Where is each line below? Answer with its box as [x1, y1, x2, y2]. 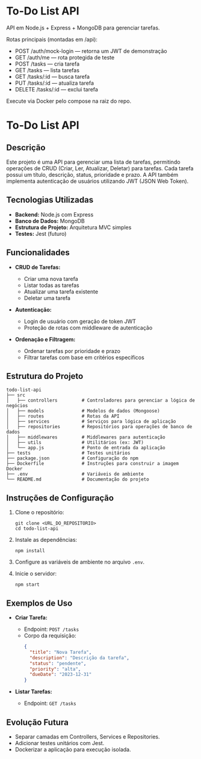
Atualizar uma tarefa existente [23, 287, 98, 295]
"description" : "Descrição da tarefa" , [29, 654, 129, 661]
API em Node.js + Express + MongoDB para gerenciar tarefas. [6, 24, 160, 31]
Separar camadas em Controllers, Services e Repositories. [14, 733, 160, 740]
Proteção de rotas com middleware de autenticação [23, 324, 153, 331]
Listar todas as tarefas [23, 281, 79, 289]
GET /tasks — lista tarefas [14, 66, 80, 73]
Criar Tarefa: [14, 614, 48, 621]
